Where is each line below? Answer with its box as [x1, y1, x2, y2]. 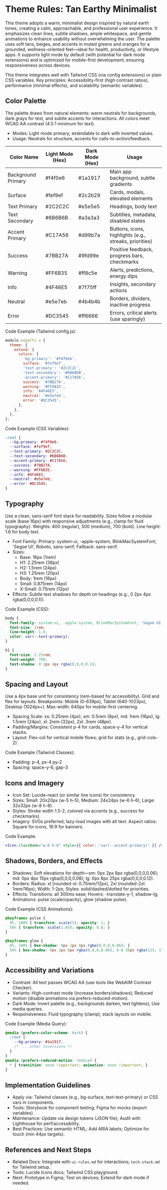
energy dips [109, 273, 138, 279]
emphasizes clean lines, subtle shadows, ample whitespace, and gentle [5, 30, 152, 36]
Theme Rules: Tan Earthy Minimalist [5, 3, 157, 15]
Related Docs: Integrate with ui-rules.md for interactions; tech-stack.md [12, 1159, 160, 1165]
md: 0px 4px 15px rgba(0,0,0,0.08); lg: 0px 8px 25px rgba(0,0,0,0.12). [12, 875, 154, 881]
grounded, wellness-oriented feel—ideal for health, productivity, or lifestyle [5, 46, 159, 52]
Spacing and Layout [5, 680, 68, 688]
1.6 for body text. [5, 529, 40, 535]
